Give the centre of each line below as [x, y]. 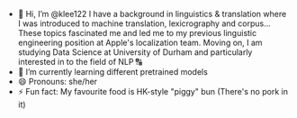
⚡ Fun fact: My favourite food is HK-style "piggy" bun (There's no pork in [153, 91]
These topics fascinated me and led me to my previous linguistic [137, 33]
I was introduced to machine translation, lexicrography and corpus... [144, 23]
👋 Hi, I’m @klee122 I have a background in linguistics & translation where [152, 14]
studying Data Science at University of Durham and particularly [135, 52]
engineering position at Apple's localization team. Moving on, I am [140, 42]
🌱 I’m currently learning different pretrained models [113, 72]
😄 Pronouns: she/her [57, 82]
